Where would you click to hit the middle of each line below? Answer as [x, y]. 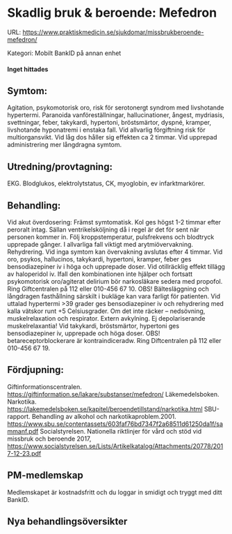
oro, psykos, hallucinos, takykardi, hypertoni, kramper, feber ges [99, 259]
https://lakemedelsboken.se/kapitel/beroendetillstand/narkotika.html [105, 409]
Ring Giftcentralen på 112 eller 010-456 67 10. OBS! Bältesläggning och [108, 289]
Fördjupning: [35, 370]
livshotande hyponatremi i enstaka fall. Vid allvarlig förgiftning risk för [107, 130]
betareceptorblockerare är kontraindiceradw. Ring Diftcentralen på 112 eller [114, 340]
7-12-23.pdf [24, 453]
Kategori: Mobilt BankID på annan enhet [64, 53]
